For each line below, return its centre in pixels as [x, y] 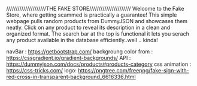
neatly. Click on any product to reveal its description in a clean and [88, 27]
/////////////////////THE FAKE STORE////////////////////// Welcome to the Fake [95, 9]
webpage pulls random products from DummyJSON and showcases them [97, 21]
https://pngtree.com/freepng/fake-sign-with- [134, 70]
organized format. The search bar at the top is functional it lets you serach [98, 34]
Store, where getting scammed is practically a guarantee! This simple [92, 15]
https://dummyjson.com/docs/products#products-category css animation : [99, 64]
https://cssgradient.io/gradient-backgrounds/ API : [69, 58]
